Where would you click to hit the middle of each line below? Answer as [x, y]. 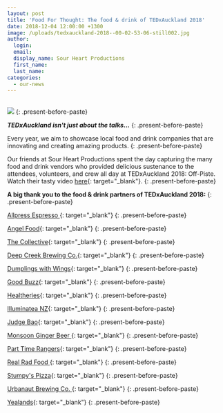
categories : [24, 78]
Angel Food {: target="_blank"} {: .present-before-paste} [87, 229]
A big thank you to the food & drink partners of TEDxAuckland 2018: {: [109, 194]
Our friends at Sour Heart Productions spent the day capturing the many [110, 159]
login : [23, 46]
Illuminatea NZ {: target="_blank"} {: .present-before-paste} [91, 309]
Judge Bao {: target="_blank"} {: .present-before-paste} [86, 322]
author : [18, 39]
